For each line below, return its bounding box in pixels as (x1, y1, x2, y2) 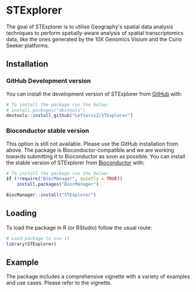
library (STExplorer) (6, 241, 57, 247)
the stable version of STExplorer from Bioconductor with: (6, 159, 145, 166)
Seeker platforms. (6, 42, 50, 49)
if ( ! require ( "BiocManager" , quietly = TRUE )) (6, 176, 123, 182)
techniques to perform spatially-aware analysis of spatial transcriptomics (6, 29, 184, 36)
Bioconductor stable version (6, 126, 90, 135)
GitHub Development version (6, 77, 92, 85)
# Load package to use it (6, 235, 70, 241)
